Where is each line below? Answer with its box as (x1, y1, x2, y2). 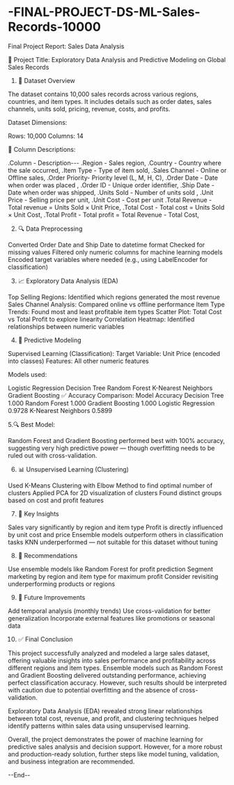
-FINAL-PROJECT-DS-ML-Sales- (8, 4, 201, 20)
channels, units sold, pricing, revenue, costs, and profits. (8, 104, 171, 113)
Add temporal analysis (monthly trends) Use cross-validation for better (8, 607, 211, 615)
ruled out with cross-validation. (8, 451, 97, 460)
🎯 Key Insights (17, 509, 59, 518)
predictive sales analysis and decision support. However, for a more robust (8, 743, 223, 751)
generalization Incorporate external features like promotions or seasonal (8, 614, 215, 622)
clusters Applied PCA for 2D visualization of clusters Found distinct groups (8, 488, 222, 497)
